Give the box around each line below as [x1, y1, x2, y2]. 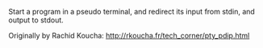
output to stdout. [8, 15, 65, 25]
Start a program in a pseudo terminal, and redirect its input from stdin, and [8, 7, 256, 16]
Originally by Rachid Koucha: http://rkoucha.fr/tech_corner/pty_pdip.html [8, 31, 250, 40]
